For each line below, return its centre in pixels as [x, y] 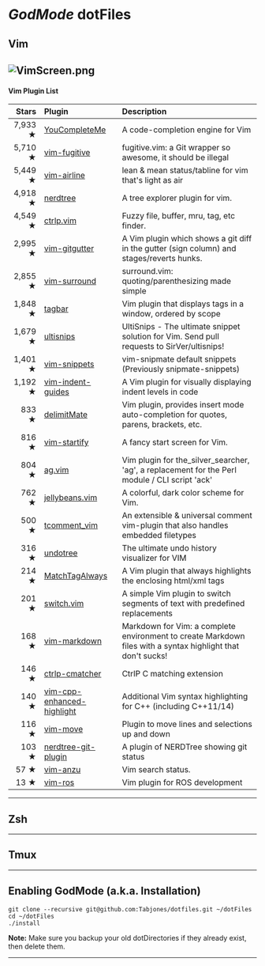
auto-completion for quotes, [174, 415]
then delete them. [37, 946]
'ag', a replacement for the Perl [179, 470]
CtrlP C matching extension [172, 674]
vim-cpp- [63, 691]
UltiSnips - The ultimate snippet [181, 327]
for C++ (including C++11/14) [178, 707]
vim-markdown [73, 641]
